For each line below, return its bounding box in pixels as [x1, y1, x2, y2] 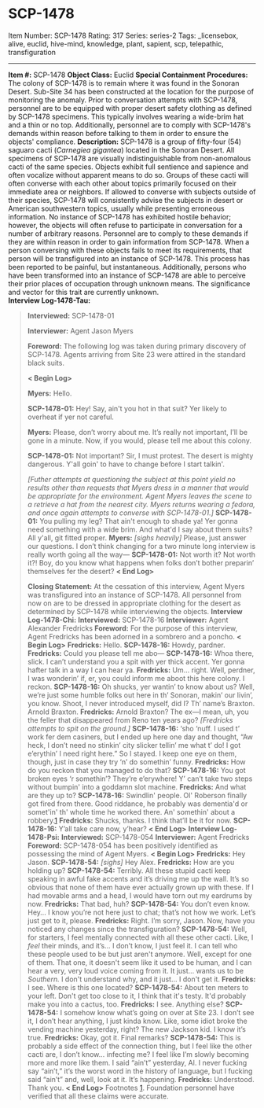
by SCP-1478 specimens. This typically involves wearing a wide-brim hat [8, 112, 244, 121]
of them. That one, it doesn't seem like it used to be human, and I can [27, 957, 252, 967]
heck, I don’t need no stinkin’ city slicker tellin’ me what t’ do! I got [27, 740, 241, 749]
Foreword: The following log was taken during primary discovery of [27, 341, 247, 351]
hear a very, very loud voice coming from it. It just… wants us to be [27, 966, 244, 975]
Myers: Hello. [27, 388, 72, 398]
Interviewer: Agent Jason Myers [27, 326, 134, 335]
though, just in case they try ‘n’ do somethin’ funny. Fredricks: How [27, 756, 246, 767]
